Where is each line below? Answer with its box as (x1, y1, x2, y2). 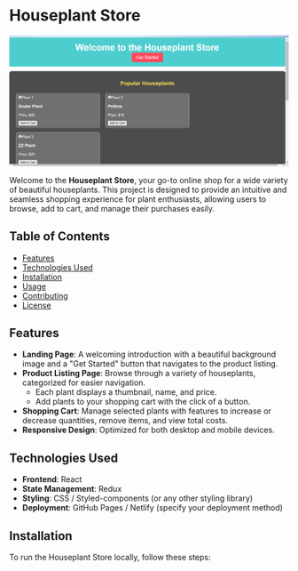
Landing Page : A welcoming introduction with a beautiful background (21, 349, 277, 360)
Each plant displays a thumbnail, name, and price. (35, 387, 217, 398)
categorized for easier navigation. (21, 377, 146, 388)
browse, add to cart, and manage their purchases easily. (9, 203, 216, 213)
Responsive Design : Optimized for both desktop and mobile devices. (21, 424, 275, 436)
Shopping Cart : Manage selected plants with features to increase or (21, 406, 272, 416)
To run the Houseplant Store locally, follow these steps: (9, 551, 211, 562)
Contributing (21, 290, 68, 301)
